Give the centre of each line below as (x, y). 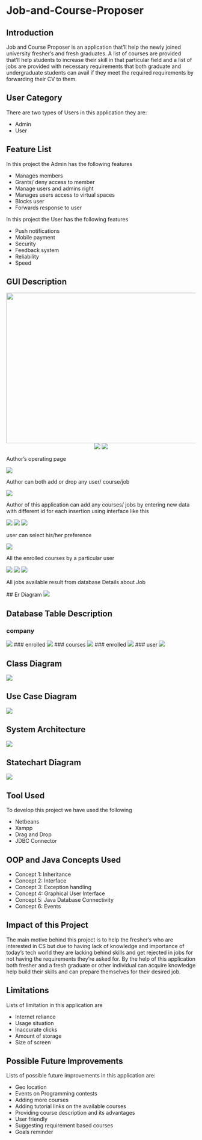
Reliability (27, 256)
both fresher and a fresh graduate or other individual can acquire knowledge (101, 965)
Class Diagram (34, 663)
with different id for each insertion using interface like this (78, 511)
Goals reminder (34, 1132)
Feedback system (37, 250)
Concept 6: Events (38, 906)
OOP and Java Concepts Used (64, 860)
